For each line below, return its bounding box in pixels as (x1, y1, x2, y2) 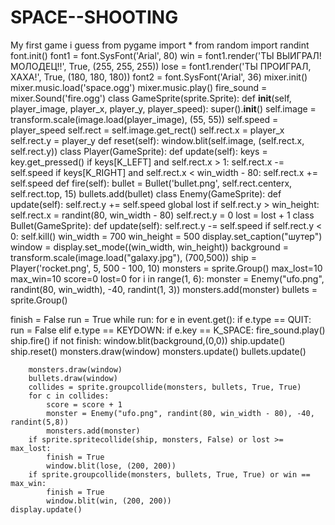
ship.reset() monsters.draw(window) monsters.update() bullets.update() (10, 345, 307, 357)
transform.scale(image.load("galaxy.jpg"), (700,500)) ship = (10, 251, 258, 263)
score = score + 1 (46, 399, 123, 410)
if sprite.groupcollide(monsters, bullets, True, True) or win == (28, 469, 311, 480)
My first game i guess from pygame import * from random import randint (10, 39, 310, 51)
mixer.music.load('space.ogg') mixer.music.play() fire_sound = (10, 81, 268, 93)
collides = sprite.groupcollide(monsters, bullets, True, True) (28, 382, 302, 392)
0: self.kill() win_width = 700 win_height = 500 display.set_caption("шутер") (10, 230, 323, 242)
